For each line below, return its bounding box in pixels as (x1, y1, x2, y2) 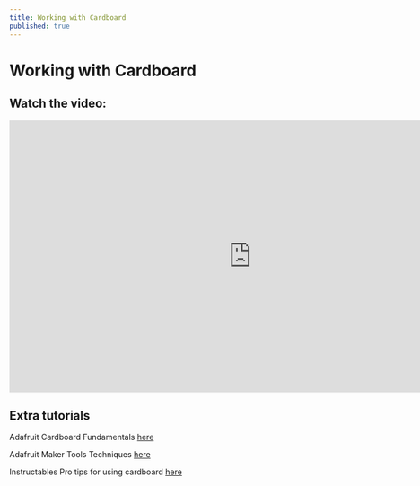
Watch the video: (9, 96, 107, 111)
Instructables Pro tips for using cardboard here (9, 466, 182, 477)
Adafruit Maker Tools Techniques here (9, 449, 151, 460)
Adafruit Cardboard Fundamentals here (9, 432, 154, 443)
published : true (9, 22, 70, 31)
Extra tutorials (9, 408, 91, 423)
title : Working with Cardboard (9, 13, 127, 22)
